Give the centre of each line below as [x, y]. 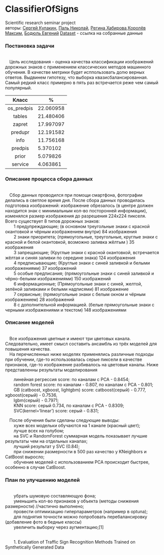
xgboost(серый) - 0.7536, [31, 395]
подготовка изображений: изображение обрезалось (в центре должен [79, 205]
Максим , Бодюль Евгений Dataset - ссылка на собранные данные [74, 33]
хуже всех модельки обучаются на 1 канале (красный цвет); [77, 425]
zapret [20, 124]
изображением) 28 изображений [40, 299]
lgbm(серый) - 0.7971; [36, 400]
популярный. [19, 88]
